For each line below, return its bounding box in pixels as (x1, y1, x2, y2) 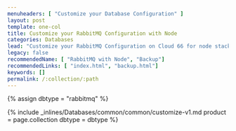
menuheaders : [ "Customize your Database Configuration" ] (7, 10, 184, 18)
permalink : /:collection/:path (7, 75, 99, 83)
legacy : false (7, 50, 49, 57)
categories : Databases (7, 36, 74, 43)
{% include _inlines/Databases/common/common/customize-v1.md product (7, 108, 227, 116)
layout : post (7, 17, 46, 24)
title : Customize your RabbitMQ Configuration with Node (7, 29, 178, 37)
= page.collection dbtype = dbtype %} (7, 116, 119, 124)
